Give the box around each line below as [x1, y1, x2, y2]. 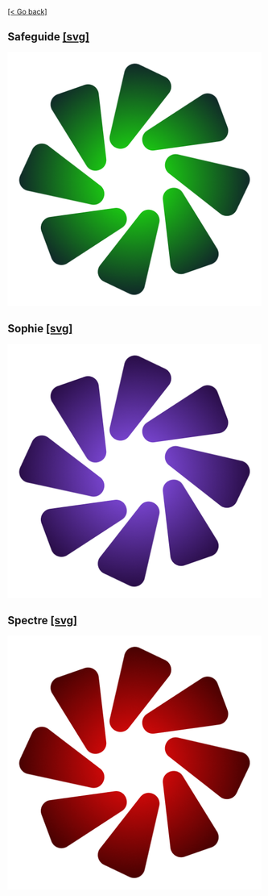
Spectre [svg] [7, 614, 78, 627]
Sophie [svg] [7, 322, 73, 335]
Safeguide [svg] [7, 30, 90, 44]
